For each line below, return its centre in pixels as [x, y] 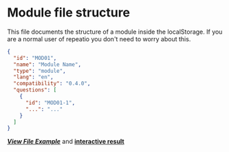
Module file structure [69, 13]
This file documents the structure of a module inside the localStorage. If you [115, 32]
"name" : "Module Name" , [47, 64]
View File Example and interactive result [66, 142]
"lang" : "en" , [33, 77]
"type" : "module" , [40, 71]
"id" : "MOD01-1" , [50, 102]
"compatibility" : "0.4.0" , [52, 84]
